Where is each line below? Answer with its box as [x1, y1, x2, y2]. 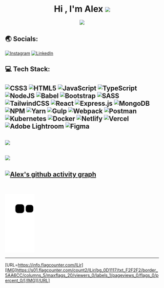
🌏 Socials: [5, 35, 38, 43]
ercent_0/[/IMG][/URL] [5, 277, 50, 283]
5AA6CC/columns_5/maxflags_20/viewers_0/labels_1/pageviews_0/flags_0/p [5, 272, 159, 278]
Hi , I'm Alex [54, 3, 103, 15]
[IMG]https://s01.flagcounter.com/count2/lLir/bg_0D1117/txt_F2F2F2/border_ [5, 267, 158, 273]
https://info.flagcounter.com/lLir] [18, 262, 83, 268]
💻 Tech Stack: [5, 65, 50, 74]
